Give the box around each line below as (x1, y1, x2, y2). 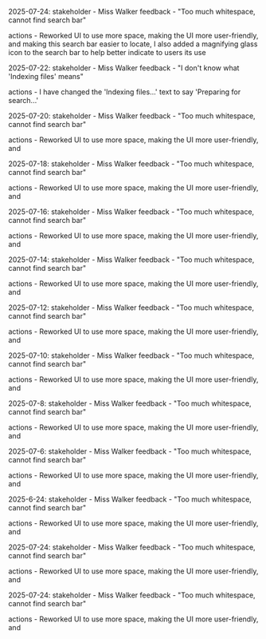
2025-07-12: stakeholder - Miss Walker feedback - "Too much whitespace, (8, 303, 255, 312)
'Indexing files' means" (8, 72, 84, 81)
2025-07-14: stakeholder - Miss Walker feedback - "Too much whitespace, (8, 255, 255, 264)
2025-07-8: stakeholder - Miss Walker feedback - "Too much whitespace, (8, 399, 252, 408)
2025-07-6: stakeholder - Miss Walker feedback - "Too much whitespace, (8, 447, 252, 456)
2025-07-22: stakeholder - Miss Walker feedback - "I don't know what (8, 63, 240, 73)
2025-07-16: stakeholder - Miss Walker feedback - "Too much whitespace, (8, 207, 255, 216)
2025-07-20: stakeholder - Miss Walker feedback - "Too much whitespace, (8, 111, 256, 121)
